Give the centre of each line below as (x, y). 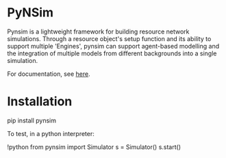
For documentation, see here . (49, 74)
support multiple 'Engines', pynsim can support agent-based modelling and (113, 46)
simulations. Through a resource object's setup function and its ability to (109, 38)
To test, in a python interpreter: (51, 133)
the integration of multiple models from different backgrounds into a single (112, 53)
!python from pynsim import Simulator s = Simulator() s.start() (94, 147)
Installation (40, 102)
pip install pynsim (32, 120)
